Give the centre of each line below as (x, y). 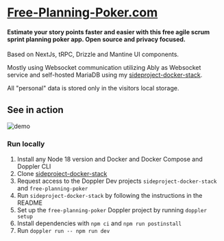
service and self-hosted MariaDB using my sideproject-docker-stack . (105, 75)
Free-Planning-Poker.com (83, 13)
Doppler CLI (34, 166)
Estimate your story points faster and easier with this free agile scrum (109, 31)
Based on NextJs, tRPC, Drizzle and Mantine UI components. (93, 54)
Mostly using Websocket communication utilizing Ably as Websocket (104, 68)
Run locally (26, 144)
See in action (35, 110)
